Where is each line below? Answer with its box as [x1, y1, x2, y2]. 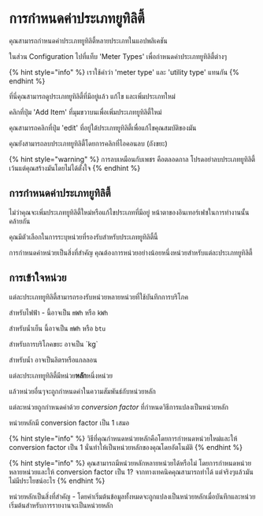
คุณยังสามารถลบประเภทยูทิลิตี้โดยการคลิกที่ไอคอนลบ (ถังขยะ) [9, 138, 168, 148]
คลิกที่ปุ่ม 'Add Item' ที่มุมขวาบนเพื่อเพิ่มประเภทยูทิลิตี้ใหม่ [9, 107, 162, 116]
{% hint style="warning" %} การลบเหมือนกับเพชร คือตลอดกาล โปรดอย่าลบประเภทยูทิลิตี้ [9, 154, 255, 164]
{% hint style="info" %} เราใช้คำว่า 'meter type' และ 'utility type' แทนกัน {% [9, 67, 239, 76]
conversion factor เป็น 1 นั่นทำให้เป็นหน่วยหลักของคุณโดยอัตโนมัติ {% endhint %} [9, 442, 243, 451]
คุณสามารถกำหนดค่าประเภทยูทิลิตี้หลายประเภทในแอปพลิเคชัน [9, 35, 168, 45]
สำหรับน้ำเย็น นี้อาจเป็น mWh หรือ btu [9, 323, 106, 333]
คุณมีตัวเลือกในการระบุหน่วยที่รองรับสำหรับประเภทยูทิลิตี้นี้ [9, 232, 158, 241]
